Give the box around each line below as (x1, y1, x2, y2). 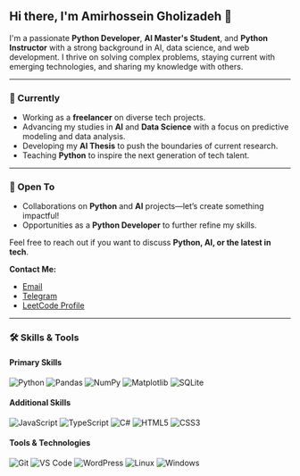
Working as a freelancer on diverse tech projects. (21, 113, 206, 123)
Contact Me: (9, 264, 56, 275)
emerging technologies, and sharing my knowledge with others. (9, 61, 244, 71)
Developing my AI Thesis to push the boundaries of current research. (21, 140, 279, 152)
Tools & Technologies (9, 438, 91, 448)
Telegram (21, 291, 58, 302)
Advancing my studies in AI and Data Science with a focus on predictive (21, 121, 289, 132)
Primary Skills (9, 356, 62, 367)
